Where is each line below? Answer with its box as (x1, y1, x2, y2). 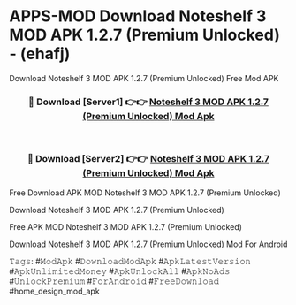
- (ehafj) (9, 44, 71, 64)
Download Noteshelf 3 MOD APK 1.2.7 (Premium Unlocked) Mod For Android (9, 239, 288, 249)
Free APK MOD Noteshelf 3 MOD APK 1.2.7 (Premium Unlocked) (9, 221, 243, 232)
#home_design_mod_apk (9, 286, 100, 296)
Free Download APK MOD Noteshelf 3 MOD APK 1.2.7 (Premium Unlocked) (9, 187, 281, 198)
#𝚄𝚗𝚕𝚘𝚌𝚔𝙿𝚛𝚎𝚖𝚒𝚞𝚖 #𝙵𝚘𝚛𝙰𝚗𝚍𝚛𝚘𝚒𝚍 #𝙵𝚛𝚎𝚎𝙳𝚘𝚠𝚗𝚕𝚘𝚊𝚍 (9, 276, 219, 286)
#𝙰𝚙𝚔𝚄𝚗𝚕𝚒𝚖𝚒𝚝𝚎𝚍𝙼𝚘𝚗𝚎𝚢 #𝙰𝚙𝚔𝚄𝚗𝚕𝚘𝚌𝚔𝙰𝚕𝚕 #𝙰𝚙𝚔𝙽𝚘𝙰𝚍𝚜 (9, 265, 231, 276)
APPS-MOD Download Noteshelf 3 (9, 6, 267, 27)
